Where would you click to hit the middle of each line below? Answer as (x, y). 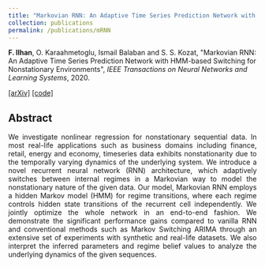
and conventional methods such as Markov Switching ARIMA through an (132, 229)
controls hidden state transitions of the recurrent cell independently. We (132, 204)
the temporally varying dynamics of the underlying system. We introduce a (132, 162)
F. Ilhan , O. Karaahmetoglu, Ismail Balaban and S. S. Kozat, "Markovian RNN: (132, 53)
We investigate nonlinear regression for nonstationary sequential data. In (132, 137)
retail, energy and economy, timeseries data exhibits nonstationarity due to (132, 154)
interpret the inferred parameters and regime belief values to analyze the (132, 246)
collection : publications (50, 23)
